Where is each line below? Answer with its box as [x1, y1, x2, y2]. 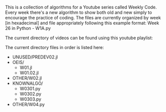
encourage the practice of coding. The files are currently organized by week [5, 15, 161, 20]
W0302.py [19, 91, 42, 97]
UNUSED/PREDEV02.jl [12, 54, 58, 60]
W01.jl [19, 64, 32, 70]
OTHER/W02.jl [12, 75, 42, 81]
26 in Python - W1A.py [5, 25, 51, 31]
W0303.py [19, 96, 42, 102]
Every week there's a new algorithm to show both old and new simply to [5, 9, 152, 15]
